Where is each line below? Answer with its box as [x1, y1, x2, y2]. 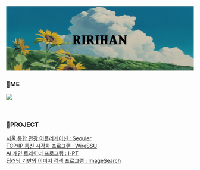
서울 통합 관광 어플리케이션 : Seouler [6, 135, 92, 142]
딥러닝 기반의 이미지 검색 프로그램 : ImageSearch [6, 157, 121, 165]
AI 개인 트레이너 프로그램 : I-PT [6, 150, 79, 157]
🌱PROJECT [6, 120, 39, 129]
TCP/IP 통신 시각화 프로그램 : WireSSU [6, 143, 97, 150]
